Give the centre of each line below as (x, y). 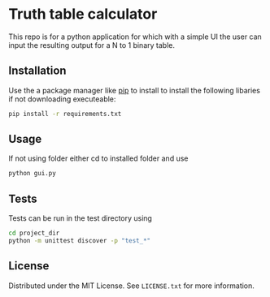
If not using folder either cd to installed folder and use (98, 158)
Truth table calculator (83, 14)
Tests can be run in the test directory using (81, 218)
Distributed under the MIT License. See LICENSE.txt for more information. (131, 286)
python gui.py (33, 174)
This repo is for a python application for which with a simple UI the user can (135, 37)
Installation (37, 71)
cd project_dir (34, 233)
